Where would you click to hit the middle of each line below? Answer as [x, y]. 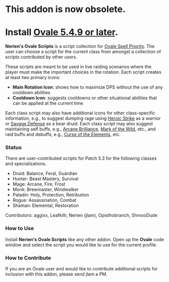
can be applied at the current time [48, 103]
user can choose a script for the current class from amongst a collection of [83, 52]
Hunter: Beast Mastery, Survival [46, 179]
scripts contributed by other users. [41, 57]
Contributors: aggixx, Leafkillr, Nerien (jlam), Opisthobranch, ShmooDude [81, 216]
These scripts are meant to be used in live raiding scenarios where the [78, 67]
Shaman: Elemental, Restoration [46, 205]
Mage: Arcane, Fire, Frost [39, 184]
